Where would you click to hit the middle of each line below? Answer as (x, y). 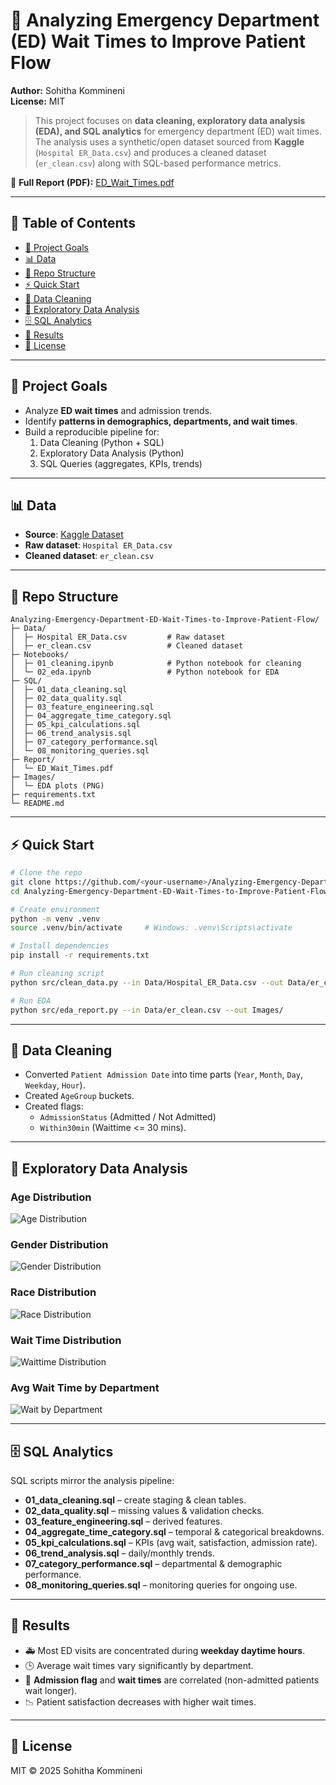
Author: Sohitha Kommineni (67, 90)
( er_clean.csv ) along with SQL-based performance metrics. (158, 163)
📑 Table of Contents (73, 223)
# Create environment (55, 909)
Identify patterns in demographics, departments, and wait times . (161, 421)
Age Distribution (51, 1197)
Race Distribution (53, 1292)
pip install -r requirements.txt (80, 955)
